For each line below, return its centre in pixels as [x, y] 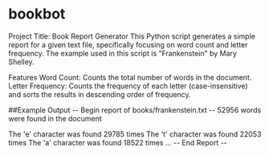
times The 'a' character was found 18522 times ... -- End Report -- [118, 142]
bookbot [37, 14]
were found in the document [55, 118]
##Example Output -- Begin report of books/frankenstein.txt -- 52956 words [135, 110]
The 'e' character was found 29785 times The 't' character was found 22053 [135, 134]
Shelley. [21, 62]
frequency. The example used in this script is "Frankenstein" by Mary [122, 53]
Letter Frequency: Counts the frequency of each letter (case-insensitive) [128, 86]
